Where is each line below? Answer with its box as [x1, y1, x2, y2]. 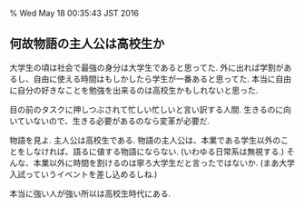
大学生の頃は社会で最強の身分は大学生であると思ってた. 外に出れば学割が [9, 62, 284, 73]
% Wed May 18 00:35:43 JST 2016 [9, 8, 139, 18]
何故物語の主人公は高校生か [9, 36, 165, 52]
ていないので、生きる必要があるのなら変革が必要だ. [16, 115, 211, 126]
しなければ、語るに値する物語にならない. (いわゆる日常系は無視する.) [25, 145, 285, 157]
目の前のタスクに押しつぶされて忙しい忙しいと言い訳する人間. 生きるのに [9, 103, 284, 114]
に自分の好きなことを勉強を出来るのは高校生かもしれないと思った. [9, 84, 259, 95]
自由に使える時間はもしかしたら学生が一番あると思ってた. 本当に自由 [33, 73, 292, 84]
